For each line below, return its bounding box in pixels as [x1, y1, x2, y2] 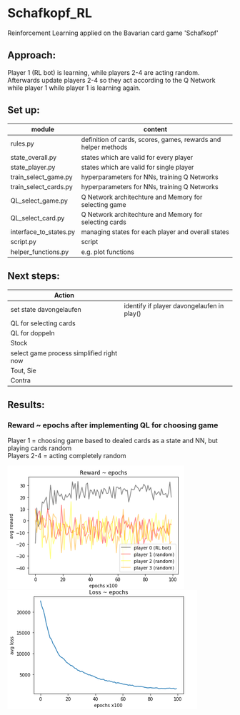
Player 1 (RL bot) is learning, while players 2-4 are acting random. [7, 68, 200, 76]
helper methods [81, 143, 128, 151]
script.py [10, 238, 37, 246]
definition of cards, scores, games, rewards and [81, 136, 221, 144]
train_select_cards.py [10, 183, 73, 191]
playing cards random [7, 444, 72, 452]
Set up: [7, 104, 41, 116]
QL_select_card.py [10, 214, 65, 223]
